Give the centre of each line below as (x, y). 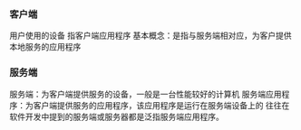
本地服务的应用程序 (45, 47)
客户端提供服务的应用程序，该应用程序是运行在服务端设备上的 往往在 (161, 105)
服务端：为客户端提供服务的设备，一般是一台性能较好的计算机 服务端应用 (146, 94)
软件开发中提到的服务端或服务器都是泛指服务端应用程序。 (117, 116)
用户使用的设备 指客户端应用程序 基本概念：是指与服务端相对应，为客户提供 (150, 36)
